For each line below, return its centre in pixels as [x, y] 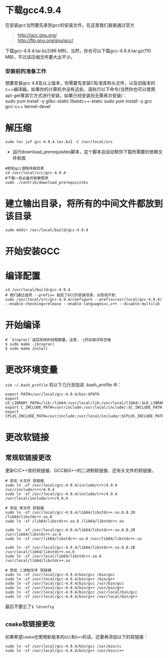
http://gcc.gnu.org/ [37, 35]
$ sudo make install [27, 349]
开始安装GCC [32, 251]
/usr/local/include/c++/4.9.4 [37, 498]
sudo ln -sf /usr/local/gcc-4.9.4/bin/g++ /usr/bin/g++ [64, 588]
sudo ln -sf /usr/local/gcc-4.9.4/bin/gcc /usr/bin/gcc [64, 583]
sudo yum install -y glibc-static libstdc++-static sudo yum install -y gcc [79, 101]
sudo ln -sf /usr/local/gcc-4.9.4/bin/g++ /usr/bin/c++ [64, 650]
